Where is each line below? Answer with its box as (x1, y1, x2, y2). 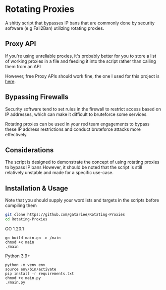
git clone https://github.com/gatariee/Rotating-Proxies (5, 212, 125, 217)
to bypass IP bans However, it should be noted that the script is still (5, 164, 142, 170)
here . (5, 78, 16, 84)
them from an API (5, 63, 41, 69)
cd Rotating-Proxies (5, 217, 48, 222)
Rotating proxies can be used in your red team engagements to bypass (5, 121, 150, 127)
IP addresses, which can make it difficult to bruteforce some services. (5, 111, 148, 117)
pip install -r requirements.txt (5, 271, 74, 276)
